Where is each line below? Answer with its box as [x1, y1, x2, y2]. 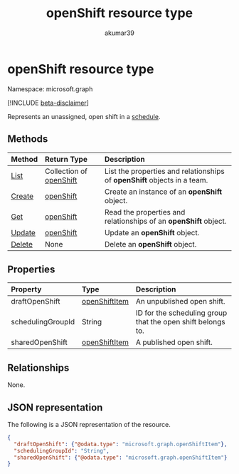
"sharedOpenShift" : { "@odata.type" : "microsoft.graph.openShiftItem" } [14, 454, 228, 461]
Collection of [45, 166, 87, 176]
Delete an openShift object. [104, 239, 197, 249]
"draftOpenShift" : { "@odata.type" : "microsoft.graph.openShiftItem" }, [14, 440, 228, 448]
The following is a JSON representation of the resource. [7, 420, 171, 428]
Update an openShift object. [104, 227, 200, 237]
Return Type [45, 154, 87, 164]
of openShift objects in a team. [104, 175, 208, 185]
